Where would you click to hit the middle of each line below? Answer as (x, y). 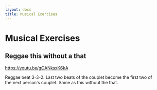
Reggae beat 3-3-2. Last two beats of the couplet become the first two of (78, 77)
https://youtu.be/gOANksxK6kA (37, 68)
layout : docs (18, 9)
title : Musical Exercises (31, 14)
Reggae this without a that (46, 56)
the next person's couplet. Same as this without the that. (61, 82)
